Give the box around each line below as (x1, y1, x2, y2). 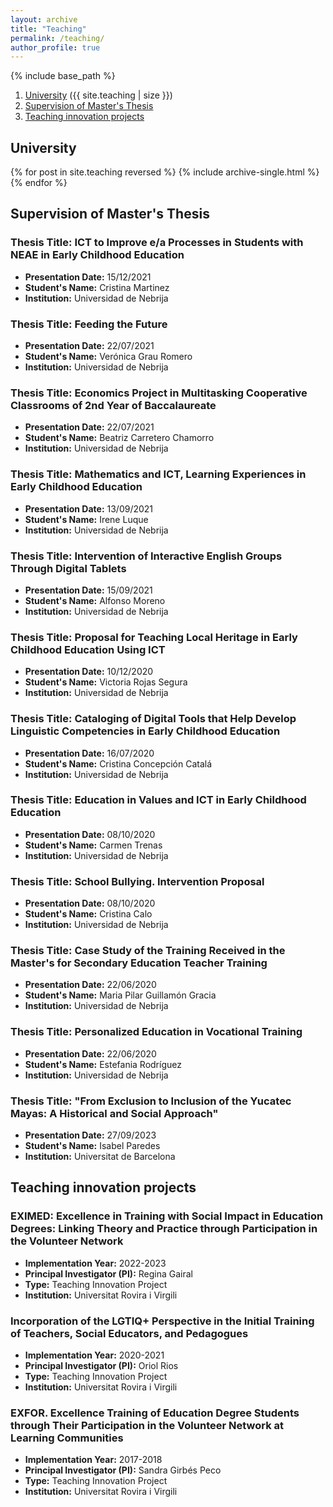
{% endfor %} (10, 177, 68, 189)
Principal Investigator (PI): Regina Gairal (24, 1267, 193, 1280)
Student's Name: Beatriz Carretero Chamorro (24, 432, 215, 444)
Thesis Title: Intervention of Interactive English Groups (10, 549, 283, 563)
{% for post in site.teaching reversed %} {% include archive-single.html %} (10, 166, 320, 178)
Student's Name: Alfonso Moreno (24, 594, 166, 606)
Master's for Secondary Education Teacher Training (10, 956, 268, 970)
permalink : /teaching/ (10, 33, 105, 43)
